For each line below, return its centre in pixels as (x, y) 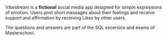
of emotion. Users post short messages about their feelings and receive (80, 12)
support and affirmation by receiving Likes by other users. (66, 18)
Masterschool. (20, 33)
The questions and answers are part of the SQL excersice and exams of (80, 27)
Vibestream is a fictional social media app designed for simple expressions (83, 7)
